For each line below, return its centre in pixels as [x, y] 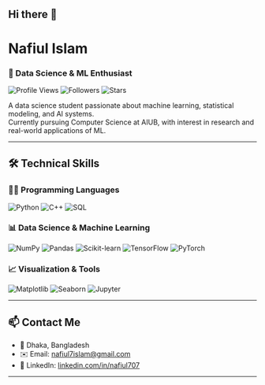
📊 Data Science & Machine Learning [79, 228]
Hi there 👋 [33, 15]
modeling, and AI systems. [51, 113]
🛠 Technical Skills [54, 163]
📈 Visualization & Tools [54, 268]
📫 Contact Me [45, 322]
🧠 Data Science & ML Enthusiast [70, 73]
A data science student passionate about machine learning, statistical [121, 105]
